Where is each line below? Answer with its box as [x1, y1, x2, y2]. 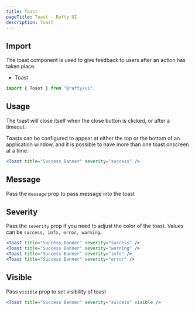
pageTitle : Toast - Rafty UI [6, 14, 77, 20]
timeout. [6, 123, 26, 130]
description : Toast [6, 19, 54, 25]
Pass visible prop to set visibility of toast [6, 288, 107, 295]
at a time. [6, 147, 29, 154]
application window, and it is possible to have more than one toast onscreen [6, 141, 189, 148]
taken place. [6, 63, 36, 70]
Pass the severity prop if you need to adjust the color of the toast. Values [6, 223, 184, 230]
